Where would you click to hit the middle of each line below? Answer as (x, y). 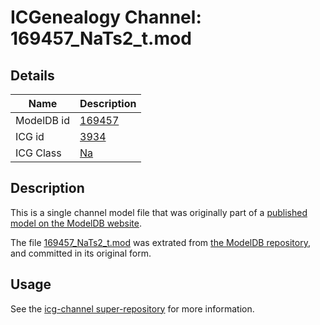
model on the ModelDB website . (76, 223)
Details (32, 75)
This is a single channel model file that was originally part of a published (159, 212)
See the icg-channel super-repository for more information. (132, 308)
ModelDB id (43, 120)
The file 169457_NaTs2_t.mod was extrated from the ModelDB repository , (160, 242)
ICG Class (38, 153)
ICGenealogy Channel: (106, 17)
